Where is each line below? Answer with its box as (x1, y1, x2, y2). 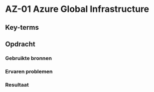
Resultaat (5, 81, 29, 88)
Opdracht (5, 40, 36, 48)
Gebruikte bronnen (5, 54, 52, 61)
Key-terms (5, 23, 39, 32)
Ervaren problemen (5, 68, 53, 75)
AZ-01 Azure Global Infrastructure (5, 3, 150, 15)
